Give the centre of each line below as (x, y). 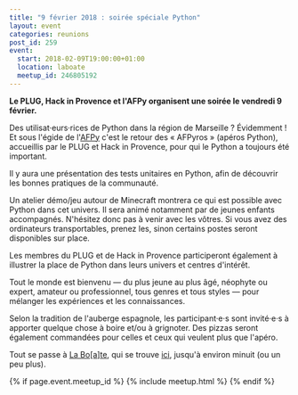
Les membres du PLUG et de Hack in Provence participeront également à (144, 255)
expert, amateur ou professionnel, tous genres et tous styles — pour (134, 292)
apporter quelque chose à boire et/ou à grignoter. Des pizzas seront (134, 327)
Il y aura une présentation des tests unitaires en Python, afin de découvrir (144, 173)
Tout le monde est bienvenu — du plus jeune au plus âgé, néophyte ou (139, 282)
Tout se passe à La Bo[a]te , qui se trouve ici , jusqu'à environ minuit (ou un (145, 354)
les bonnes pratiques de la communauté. (84, 183)
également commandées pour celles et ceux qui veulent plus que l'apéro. (144, 337)
